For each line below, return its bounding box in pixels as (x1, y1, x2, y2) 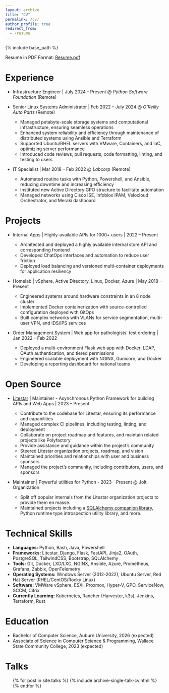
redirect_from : (5, 26, 37, 31)
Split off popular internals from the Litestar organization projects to (20, 494, 159, 500)
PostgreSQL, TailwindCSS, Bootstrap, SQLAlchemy (12, 555, 119, 561)
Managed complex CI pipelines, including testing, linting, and (20, 421, 147, 427)
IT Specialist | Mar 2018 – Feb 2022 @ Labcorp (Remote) (12, 166, 131, 172)
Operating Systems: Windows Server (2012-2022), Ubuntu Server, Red (12, 571, 161, 577)
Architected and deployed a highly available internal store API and (20, 241, 157, 247)
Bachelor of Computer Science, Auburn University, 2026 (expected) (12, 632, 154, 638)
